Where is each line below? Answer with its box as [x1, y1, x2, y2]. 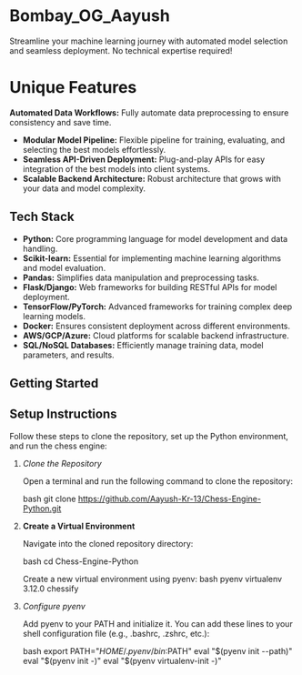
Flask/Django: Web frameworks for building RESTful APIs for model [22, 281, 277, 292]
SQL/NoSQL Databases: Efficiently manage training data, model [22, 339, 264, 350]
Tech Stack [9, 209, 75, 225]
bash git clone [22, 493, 76, 504]
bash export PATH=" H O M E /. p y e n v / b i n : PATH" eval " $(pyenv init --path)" [22, 645, 293, 656]
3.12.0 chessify [22, 583, 79, 594]
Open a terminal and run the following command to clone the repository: [22, 475, 294, 487]
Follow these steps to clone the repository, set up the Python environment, [9, 430, 289, 441]
